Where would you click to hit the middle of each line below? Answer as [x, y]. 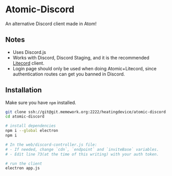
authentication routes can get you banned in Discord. [69, 74]
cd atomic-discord [25, 116]
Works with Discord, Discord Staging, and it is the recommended [81, 57]
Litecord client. [28, 63]
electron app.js [23, 168]
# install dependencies [31, 126]
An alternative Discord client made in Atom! [51, 24]
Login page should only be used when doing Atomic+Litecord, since [85, 68]
